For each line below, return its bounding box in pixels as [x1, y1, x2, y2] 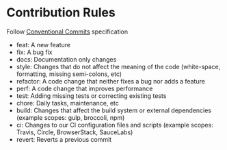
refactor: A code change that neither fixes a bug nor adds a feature [16, 77, 206, 85]
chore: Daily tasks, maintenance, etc [16, 99, 119, 107]
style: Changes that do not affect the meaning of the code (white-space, [16, 62, 221, 71]
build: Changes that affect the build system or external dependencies [16, 106, 212, 114]
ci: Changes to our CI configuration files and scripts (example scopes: [16, 121, 213, 129]
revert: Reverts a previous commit [16, 135, 112, 143]
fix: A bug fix [16, 48, 53, 56]
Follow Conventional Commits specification [6, 27, 129, 36]
